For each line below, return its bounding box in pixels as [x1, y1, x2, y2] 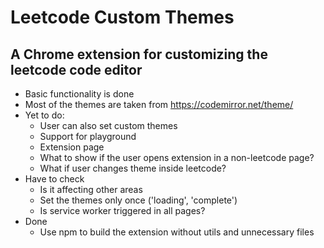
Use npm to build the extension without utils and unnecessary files [39, 226, 315, 238]
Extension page [39, 141, 105, 153]
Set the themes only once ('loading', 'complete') [39, 194, 238, 206]
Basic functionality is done [24, 88, 135, 100]
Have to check [24, 173, 85, 185]
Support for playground [39, 131, 137, 142]
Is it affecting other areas [39, 184, 143, 195]
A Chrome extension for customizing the [10, 46, 268, 63]
